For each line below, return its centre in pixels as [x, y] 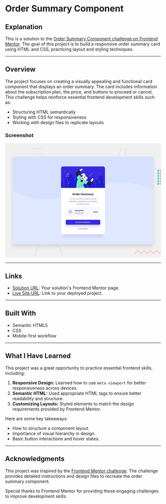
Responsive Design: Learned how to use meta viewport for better [79, 383]
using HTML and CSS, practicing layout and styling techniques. [69, 49]
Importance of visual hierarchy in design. [54, 433]
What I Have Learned [38, 356]
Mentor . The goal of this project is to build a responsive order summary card [83, 44]
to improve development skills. [36, 496]
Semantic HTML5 [30, 325]
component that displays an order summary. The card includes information [81, 87]
